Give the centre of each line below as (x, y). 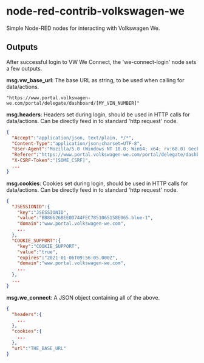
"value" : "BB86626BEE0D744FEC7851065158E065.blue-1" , (85, 218)
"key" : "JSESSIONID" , (43, 212)
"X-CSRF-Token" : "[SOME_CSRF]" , (51, 160)
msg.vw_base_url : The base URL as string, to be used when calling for (95, 80)
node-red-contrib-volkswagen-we (96, 11)
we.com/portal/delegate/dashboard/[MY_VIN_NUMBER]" (73, 103)
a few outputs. (24, 68)
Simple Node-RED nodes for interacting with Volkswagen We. (83, 28)
